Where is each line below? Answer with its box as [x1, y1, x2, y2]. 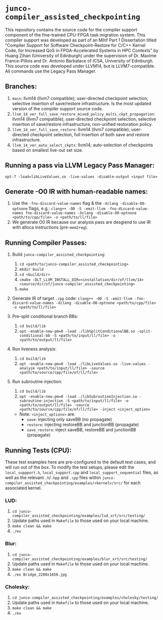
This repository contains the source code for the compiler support [5, 26, 138, 33]
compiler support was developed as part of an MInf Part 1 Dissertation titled [5, 37, 157, 43]
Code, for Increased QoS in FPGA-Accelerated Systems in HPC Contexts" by [5, 47, 159, 53]
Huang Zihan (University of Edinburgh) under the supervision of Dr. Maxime [5, 53, 157, 59]
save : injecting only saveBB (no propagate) [26, 417, 112, 422]
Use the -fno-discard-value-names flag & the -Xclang [12, 200, 118, 206]
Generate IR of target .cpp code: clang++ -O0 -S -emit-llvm [12, 296, 133, 301]
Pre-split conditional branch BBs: [12, 314, 79, 320]
